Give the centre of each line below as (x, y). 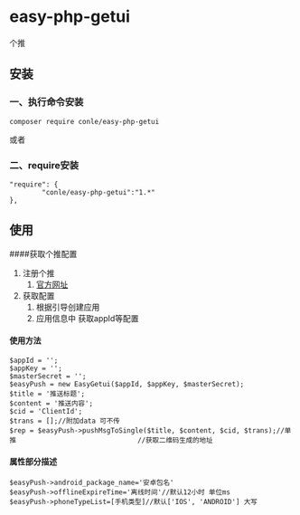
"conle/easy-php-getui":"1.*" (98, 192)
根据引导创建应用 (68, 307)
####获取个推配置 (43, 253)
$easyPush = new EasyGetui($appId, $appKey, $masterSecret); (127, 384)
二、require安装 (44, 165)
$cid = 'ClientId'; (46, 411)
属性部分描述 (33, 461)
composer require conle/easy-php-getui (84, 121)
